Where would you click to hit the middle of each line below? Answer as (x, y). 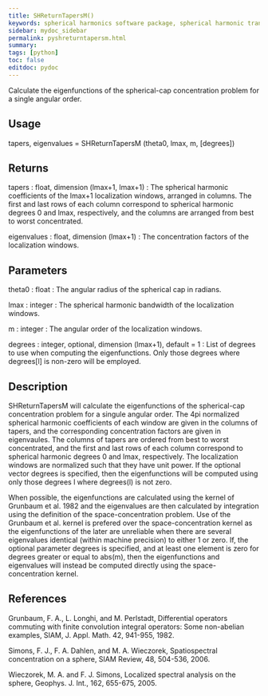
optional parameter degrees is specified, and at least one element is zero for (134, 548)
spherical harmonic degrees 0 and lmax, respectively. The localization (123, 457)
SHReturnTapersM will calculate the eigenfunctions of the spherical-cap (127, 405)
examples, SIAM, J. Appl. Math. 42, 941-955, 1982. (91, 635)
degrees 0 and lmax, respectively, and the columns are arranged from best (131, 213)
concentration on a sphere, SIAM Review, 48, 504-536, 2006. (109, 658)
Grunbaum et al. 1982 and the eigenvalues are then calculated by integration (134, 506)
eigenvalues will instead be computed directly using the (100, 565)
